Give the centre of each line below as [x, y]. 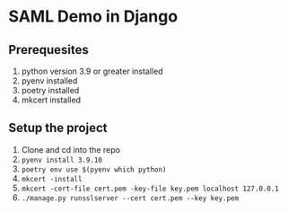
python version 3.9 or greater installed [92, 71]
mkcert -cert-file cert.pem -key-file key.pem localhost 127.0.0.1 [150, 189]
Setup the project [58, 128]
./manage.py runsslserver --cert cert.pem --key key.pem [130, 198]
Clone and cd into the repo [70, 149]
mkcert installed [51, 100]
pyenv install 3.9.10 [61, 160]
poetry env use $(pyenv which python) [94, 169]
